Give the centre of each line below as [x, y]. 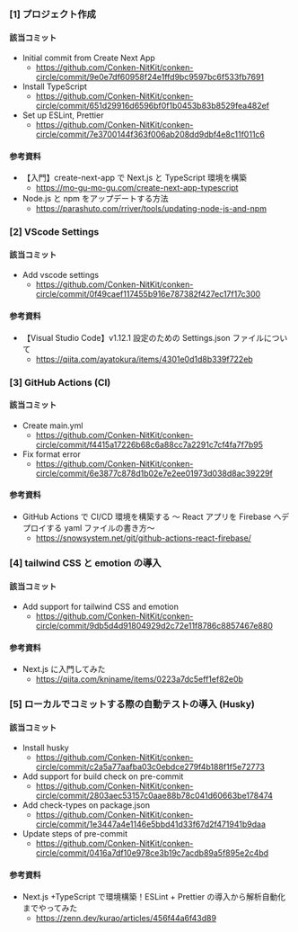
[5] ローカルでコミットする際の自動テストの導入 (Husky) [132, 704]
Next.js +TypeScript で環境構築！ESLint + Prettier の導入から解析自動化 [154, 896]
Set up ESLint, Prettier [63, 115]
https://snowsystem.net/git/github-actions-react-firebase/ [143, 538]
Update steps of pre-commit [75, 834]
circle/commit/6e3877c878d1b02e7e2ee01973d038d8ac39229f [154, 473]
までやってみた [50, 908]
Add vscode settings [61, 275]
